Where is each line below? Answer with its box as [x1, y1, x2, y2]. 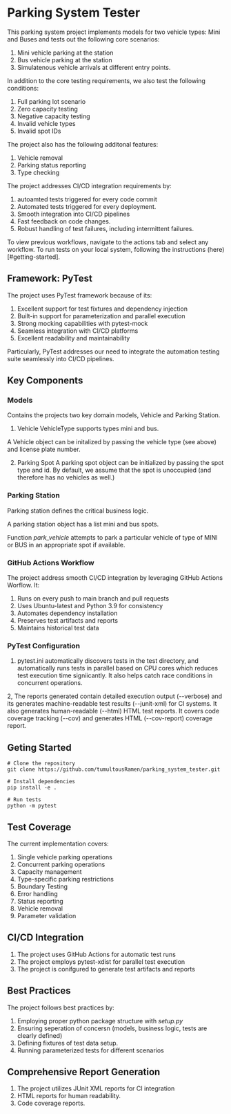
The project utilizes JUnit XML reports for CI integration [17, 1084, 175, 1093]
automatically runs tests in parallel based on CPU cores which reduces [17, 664, 219, 673]
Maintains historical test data [17, 624, 99, 632]
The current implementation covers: [7, 839, 109, 848]
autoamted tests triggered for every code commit [17, 195, 157, 203]
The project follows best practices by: [7, 1003, 115, 1012]
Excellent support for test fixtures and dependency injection [17, 304, 188, 313]
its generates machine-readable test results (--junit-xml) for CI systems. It [7, 700, 217, 708]
